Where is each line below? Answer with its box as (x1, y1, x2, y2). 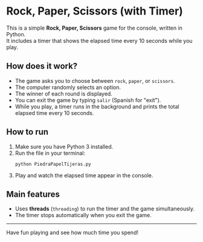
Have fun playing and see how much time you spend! (6, 229, 139, 237)
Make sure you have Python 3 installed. (14, 143, 114, 150)
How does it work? (6, 61, 78, 71)
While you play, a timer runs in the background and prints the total (14, 103, 179, 110)
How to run (6, 127, 49, 137)
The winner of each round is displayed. (14, 90, 113, 97)
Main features (6, 189, 60, 199)
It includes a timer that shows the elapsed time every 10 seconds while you (6, 37, 193, 44)
